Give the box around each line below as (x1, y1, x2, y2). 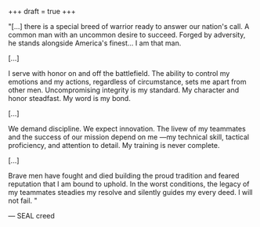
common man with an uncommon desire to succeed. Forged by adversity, (8, 31, 246, 39)
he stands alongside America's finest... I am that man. (8, 38, 182, 48)
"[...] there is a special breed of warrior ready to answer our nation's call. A (8, 22, 250, 31)
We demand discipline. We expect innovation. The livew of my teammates (8, 124, 247, 133)
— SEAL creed (8, 211, 55, 220)
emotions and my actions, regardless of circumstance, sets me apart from (8, 77, 247, 86)
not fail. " (8, 196, 38, 205)
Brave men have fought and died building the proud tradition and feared (8, 171, 240, 180)
